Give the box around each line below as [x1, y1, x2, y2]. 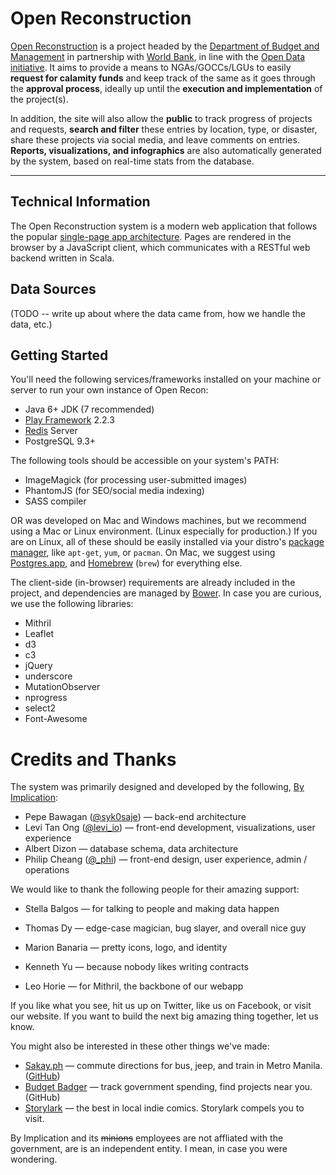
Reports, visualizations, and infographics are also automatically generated [10, 144, 322, 156]
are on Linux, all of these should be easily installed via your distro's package [10, 536, 325, 548]
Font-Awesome [24, 713, 88, 725]
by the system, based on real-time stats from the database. [10, 155, 255, 167]
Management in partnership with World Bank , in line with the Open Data [10, 50, 306, 62]
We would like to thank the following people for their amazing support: [10, 883, 300, 896]
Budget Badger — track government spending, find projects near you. [24, 1081, 313, 1093]
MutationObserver [24, 681, 101, 693]
